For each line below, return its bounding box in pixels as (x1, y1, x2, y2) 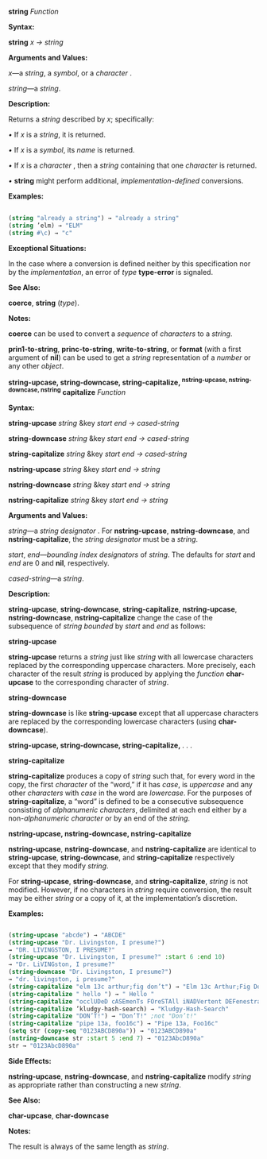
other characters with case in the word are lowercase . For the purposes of (8, 788, 253, 798)
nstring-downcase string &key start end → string (8, 480, 171, 489)
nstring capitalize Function (41, 386, 126, 396)
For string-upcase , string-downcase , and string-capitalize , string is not (8, 876, 249, 886)
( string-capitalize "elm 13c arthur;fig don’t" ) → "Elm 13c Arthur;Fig (8, 983, 250, 991)
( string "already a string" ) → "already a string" (8, 214, 180, 222)
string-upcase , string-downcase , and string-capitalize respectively (8, 852, 235, 862)
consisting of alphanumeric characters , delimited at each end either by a (8, 805, 247, 814)
